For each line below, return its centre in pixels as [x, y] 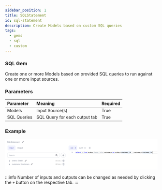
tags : [10, 31]
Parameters [19, 91]
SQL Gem [16, 63]
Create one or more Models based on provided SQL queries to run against [79, 74]
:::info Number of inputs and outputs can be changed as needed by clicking [80, 177]
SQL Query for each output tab [67, 117]
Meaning [45, 103]
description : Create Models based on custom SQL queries [64, 26]
